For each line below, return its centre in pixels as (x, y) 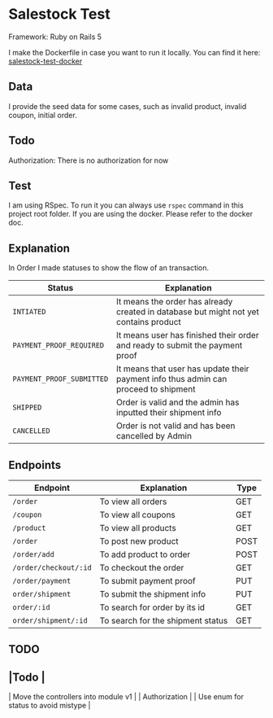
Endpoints (35, 465)
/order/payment (42, 581)
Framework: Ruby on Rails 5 (55, 37)
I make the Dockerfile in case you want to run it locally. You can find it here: (134, 52)
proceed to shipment (156, 389)
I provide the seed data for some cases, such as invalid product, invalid (128, 106)
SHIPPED (27, 407)
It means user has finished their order (188, 335)
